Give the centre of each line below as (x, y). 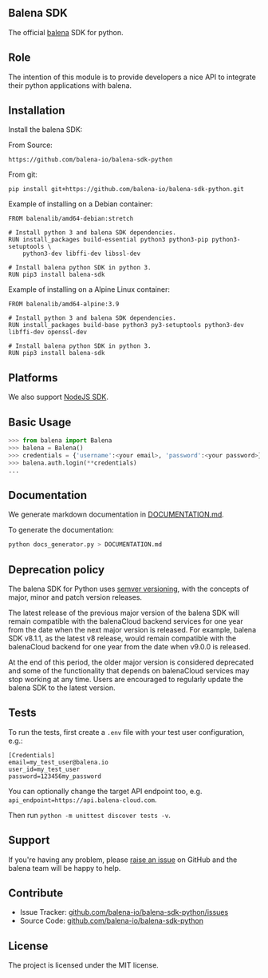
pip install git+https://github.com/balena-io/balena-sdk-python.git (126, 190)
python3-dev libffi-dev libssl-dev (82, 254)
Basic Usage (40, 422)
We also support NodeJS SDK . (59, 397)
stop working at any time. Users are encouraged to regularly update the (126, 679)
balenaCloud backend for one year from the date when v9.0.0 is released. (130, 646)
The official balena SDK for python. (66, 32)
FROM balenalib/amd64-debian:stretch (71, 219)
